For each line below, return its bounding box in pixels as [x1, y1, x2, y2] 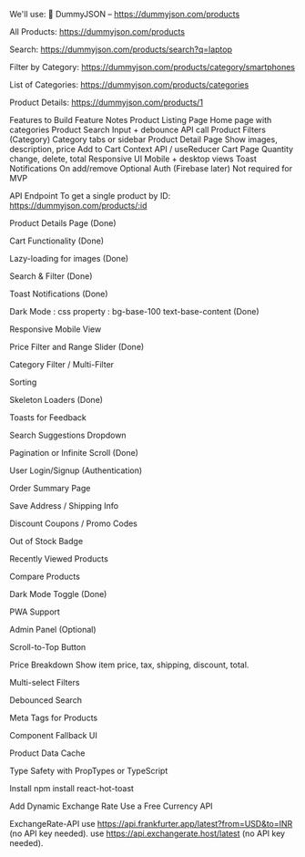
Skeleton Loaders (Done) [9, 395, 103, 405]
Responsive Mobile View [9, 324, 102, 335]
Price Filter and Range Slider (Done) [9, 342, 145, 352]
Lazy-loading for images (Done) [9, 253, 129, 263]
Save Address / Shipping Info [9, 501, 119, 511]
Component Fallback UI [9, 730, 98, 740]
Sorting [9, 377, 37, 387]
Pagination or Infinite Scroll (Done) [9, 448, 139, 458]
